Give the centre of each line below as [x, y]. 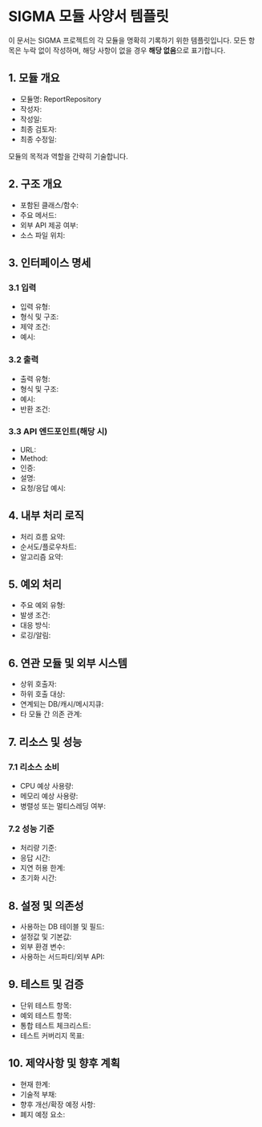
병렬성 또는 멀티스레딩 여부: [63, 805]
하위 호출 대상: [42, 694]
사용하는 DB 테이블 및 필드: [62, 927]
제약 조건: [35, 327]
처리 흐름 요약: [42, 536]
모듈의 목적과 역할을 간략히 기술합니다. [68, 156]
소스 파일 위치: [42, 235]
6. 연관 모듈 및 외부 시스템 [68, 663]
